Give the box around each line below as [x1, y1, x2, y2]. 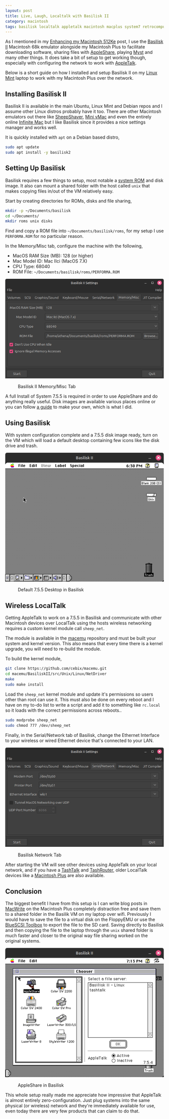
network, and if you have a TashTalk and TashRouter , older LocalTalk [5, 867, 147, 873]
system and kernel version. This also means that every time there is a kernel [5, 641, 163, 647]
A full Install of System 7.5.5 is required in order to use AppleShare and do [5, 393, 158, 399]
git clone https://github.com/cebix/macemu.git [5, 666, 107, 671]
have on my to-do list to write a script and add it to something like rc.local [5, 702, 160, 708]
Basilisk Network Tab [18, 852, 62, 858]
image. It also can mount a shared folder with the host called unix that [5, 182, 150, 189]
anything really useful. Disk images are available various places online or [5, 399, 156, 405]
